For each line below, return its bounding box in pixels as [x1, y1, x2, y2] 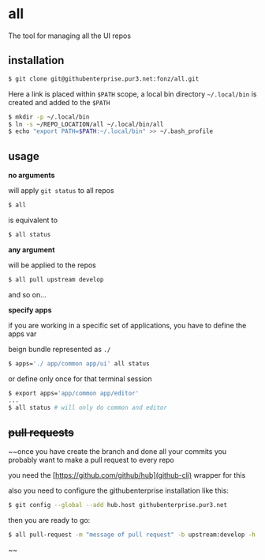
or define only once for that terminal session [8, 373, 152, 384]
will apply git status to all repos [8, 186, 114, 195]
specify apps [8, 305, 52, 315]
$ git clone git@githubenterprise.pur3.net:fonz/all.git [8, 74, 200, 83]
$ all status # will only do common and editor [8, 404, 168, 412]
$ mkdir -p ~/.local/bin [8, 112, 90, 121]
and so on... [8, 289, 47, 299]
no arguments [8, 171, 55, 180]
